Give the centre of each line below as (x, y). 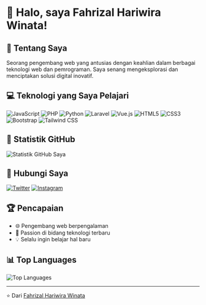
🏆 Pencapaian (35, 208)
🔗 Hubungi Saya (37, 174)
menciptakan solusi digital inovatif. (50, 76)
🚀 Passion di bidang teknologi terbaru (63, 233)
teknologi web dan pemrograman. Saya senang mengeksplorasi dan (92, 69)
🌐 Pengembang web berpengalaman (62, 226)
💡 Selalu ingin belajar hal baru (53, 239)
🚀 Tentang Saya (37, 48)
